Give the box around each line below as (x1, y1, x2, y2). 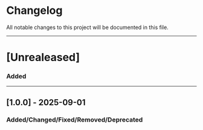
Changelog (6, 4, 63, 18)
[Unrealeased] (6, 51, 80, 64)
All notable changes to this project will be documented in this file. (6, 24, 169, 31)
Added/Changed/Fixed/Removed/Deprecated (6, 115, 143, 124)
